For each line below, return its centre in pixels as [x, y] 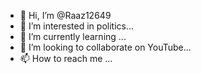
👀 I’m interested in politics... [77, 26]
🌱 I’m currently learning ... [73, 36]
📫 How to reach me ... [66, 58]
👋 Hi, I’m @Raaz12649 [65, 15]
